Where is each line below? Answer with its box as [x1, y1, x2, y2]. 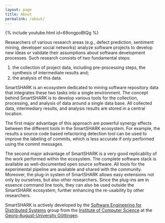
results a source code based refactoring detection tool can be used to [5, 131, 147, 137]
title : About [5, 12, 32, 17]
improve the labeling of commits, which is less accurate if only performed [5, 136, 154, 142]
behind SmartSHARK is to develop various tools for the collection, [5, 95, 138, 101]
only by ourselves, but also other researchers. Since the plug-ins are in [5, 177, 149, 183]
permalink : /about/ [5, 16, 45, 21]
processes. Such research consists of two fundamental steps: [5, 55, 131, 61]
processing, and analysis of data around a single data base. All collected [5, 100, 152, 106]
